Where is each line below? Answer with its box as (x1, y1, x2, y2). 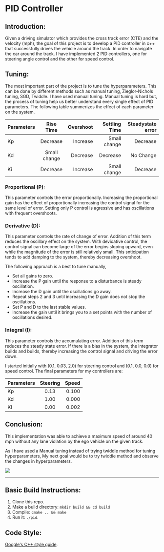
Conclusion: (5, 420, 43, 429)
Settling (102, 120, 121, 127)
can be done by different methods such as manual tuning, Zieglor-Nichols (5, 88, 153, 94)
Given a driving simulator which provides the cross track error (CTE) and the (5, 35, 159, 41)
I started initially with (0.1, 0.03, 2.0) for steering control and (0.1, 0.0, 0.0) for (5, 363, 159, 369)
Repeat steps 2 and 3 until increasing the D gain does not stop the (12, 294, 145, 300)
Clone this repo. (12, 499, 44, 505)
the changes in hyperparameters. (5, 458, 72, 464)
